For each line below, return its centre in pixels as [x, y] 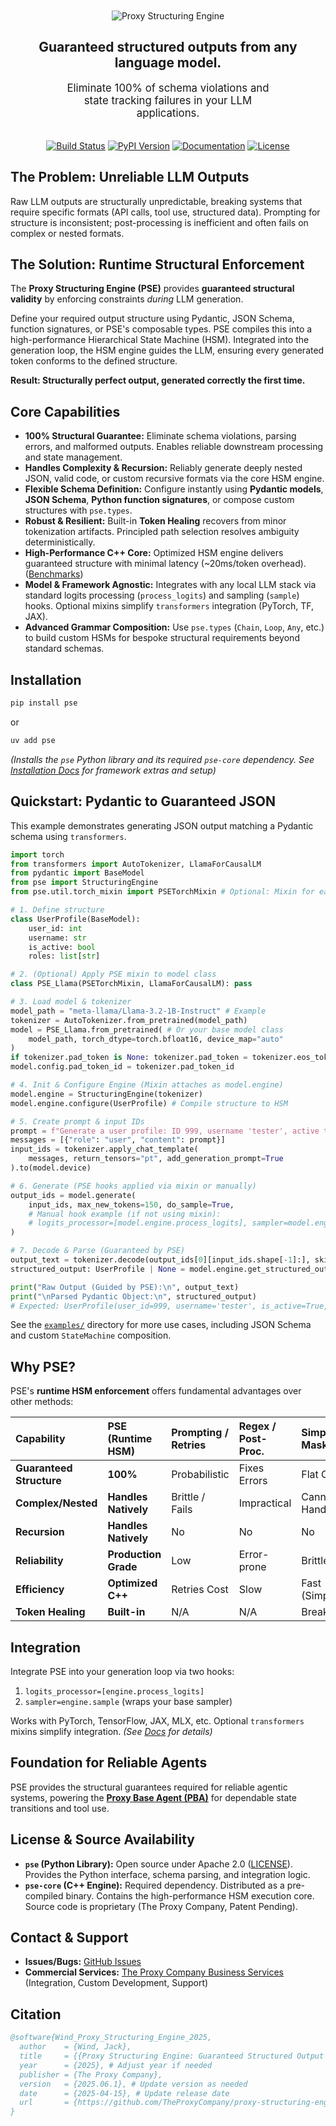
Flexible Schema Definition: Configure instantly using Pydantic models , [174, 489]
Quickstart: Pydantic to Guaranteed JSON [143, 801]
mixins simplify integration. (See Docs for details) [111, 1731]
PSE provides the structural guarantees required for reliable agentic [149, 1787]
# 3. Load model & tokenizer [71, 1002]
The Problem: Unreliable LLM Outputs [130, 177]
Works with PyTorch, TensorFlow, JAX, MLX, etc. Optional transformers [157, 1721]
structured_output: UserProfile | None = [98, 1269]
